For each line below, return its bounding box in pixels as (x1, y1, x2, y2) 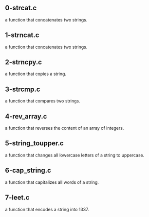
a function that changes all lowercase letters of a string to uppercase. (5, 152, 145, 158)
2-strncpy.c (5, 58, 42, 66)
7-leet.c (5, 194, 30, 202)
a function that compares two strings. (5, 98, 80, 104)
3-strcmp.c (5, 85, 40, 93)
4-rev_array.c (5, 112, 47, 120)
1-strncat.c (5, 31, 39, 39)
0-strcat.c (5, 4, 37, 12)
